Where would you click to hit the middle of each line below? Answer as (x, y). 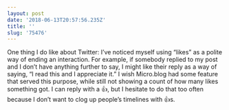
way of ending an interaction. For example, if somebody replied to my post (112, 60)
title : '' (21, 26)
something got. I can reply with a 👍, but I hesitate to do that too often (106, 89)
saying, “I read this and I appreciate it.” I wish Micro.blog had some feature (113, 74)
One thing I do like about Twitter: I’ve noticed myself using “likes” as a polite (115, 52)
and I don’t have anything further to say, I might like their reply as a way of (112, 67)
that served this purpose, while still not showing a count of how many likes (113, 81)
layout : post (26, 13)
